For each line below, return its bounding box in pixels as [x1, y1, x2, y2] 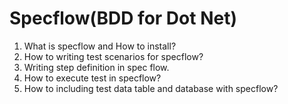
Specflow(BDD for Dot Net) [9, 7, 237, 30]
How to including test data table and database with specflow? [23, 82, 279, 94]
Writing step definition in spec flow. [23, 61, 170, 73]
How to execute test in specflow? [23, 72, 162, 84]
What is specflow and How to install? [23, 40, 177, 52]
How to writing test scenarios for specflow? [23, 50, 204, 62]
